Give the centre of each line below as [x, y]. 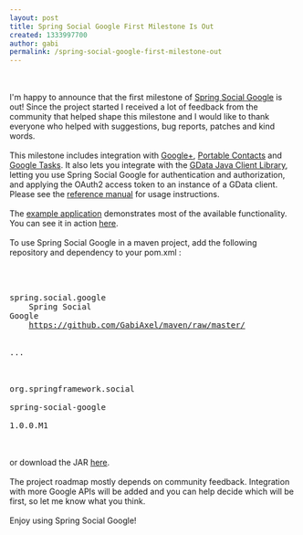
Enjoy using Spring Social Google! [73, 520]
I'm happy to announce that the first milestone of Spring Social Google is [146, 98]
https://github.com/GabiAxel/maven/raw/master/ [137, 325]
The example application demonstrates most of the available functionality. [148, 214]
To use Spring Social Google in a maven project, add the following [133, 243]
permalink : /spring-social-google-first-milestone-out [116, 52]
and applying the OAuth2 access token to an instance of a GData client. [144, 184]
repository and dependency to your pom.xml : [95, 253]
